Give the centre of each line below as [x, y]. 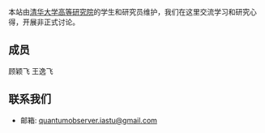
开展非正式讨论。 [51, 22]
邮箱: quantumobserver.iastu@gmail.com [89, 120]
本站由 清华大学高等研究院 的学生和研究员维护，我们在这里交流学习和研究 [129, 12]
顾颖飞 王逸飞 [31, 71]
